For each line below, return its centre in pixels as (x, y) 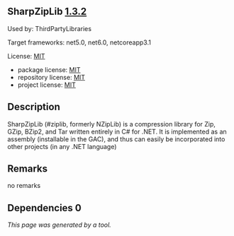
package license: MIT (49, 69)
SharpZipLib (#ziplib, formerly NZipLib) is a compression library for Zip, (112, 124)
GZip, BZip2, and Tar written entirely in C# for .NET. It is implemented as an (117, 131)
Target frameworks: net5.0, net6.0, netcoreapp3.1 (79, 42)
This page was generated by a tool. (59, 225)
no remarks (24, 186)
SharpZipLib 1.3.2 (47, 12)
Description (34, 107)
